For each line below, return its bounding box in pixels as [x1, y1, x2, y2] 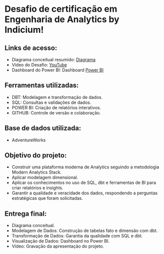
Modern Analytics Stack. [11, 169, 62, 175]
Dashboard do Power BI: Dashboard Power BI [11, 67, 104, 73]
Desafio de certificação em [4, 3, 117, 15]
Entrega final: [4, 209, 47, 218]
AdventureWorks [11, 137, 46, 143]
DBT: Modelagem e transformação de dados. [11, 94, 103, 100]
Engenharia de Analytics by [4, 14, 120, 25]
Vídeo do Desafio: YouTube [11, 62, 67, 68]
